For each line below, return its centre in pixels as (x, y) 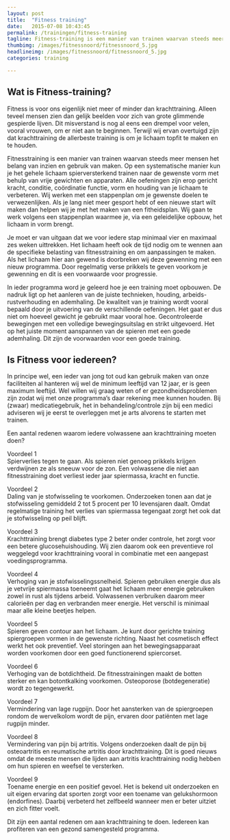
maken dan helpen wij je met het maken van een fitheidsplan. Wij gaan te (110, 209)
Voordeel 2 (23, 489)
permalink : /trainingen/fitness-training (67, 33)
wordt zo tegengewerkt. (41, 688)
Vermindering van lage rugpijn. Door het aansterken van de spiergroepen (110, 709)
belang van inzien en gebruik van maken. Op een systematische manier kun (114, 166)
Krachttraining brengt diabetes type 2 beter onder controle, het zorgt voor (111, 539)
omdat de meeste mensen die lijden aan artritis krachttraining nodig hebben (114, 759)
